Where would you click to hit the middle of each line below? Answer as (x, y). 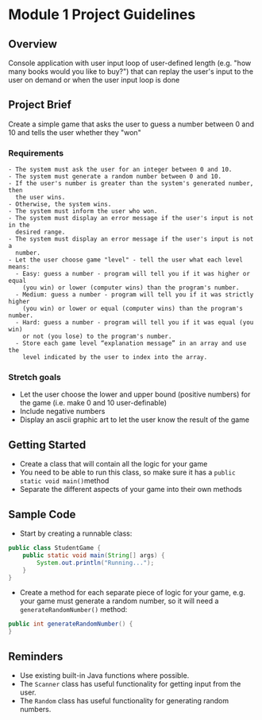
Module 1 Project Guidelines (102, 15)
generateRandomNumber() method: (73, 610)
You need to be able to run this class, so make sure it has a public (127, 472)
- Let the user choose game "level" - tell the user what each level (126, 260)
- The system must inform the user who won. (83, 211)
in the (19, 225)
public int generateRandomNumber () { (71, 624)
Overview (33, 44)
